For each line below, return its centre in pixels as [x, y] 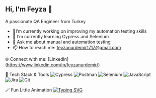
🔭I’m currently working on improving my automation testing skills [80, 31]
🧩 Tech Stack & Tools [27, 74]
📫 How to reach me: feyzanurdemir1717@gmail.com [67, 47]
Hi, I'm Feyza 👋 [29, 9]
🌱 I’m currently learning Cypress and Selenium [61, 36]
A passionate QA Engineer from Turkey [46, 21]
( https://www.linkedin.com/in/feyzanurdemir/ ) [53, 65]
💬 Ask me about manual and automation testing [61, 42]
